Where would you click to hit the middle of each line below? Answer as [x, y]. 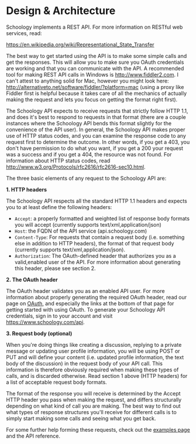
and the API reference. [33, 436]
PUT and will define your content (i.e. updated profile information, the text [95, 357]
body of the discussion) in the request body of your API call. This [84, 363]
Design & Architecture [61, 11]
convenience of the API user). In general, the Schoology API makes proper [96, 129]
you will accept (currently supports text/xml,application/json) [88, 224]
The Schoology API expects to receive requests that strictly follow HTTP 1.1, [97, 111]
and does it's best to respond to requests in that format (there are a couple [96, 117]
